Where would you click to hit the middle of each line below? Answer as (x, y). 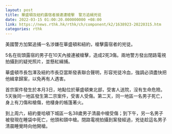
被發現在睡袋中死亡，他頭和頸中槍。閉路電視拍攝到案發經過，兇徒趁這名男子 (86, 120)
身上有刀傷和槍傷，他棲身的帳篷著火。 (46, 102)
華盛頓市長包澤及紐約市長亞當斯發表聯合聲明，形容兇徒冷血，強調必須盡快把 (86, 73)
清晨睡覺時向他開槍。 (28, 126)
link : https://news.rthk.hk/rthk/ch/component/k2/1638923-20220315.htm (83, 24)
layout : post (19, 10)
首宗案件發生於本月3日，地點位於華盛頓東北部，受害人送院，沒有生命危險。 (85, 90)
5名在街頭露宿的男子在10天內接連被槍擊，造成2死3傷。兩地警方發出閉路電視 (86, 55)
